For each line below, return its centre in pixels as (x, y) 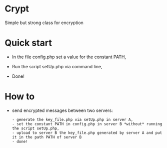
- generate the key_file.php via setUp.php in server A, (72, 119)
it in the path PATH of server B (47, 137)
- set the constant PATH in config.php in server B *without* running (87, 124)
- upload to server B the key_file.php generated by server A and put (87, 133)
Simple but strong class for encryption (44, 23)
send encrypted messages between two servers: (62, 110)
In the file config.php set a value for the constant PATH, (69, 57)
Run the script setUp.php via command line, (57, 66)
